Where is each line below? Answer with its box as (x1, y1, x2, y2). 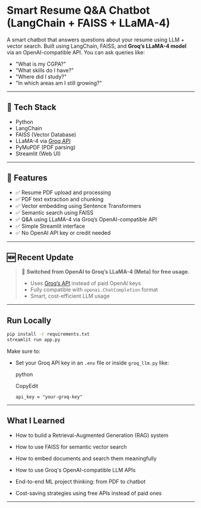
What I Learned (7, 416, 65, 426)
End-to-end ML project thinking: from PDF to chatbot (15, 478, 146, 485)
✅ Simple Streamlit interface (15, 222, 85, 229)
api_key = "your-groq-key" (15, 394, 83, 400)
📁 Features (7, 173, 48, 183)
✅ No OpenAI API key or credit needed (15, 229, 111, 236)
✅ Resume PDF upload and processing (15, 189, 111, 196)
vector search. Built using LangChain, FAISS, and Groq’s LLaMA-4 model (7, 42, 187, 50)
